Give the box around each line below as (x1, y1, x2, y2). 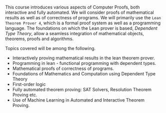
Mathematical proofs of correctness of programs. (12, 65, 114, 71)
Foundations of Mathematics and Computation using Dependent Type (12, 71, 156, 76)
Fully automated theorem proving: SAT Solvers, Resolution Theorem (12, 87, 152, 92)
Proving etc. (12, 92, 37, 98)
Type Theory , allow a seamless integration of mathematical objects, (5, 31, 144, 36)
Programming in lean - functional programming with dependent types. (12, 60, 157, 66)
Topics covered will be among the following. (5, 46, 96, 51)
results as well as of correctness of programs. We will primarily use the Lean (5, 15, 161, 20)
